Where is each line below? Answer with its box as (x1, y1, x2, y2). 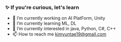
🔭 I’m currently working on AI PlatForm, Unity (12, 15, 105, 21)
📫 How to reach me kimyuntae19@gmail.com (12, 31, 106, 37)
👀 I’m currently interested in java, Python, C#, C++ (12, 26, 116, 32)
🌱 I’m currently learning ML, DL (12, 20, 76, 26)
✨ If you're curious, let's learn (5, 4, 79, 11)
